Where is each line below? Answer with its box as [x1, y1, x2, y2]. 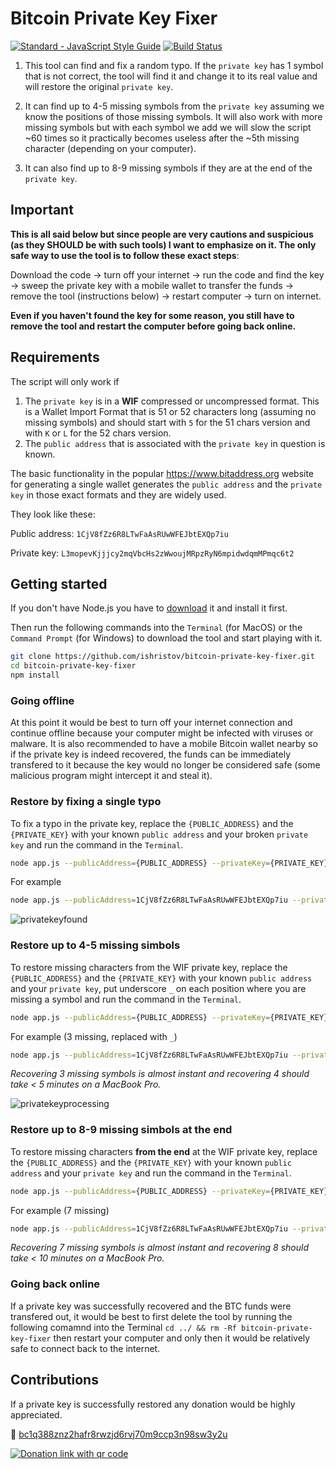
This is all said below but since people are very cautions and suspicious [10, 228, 314, 240]
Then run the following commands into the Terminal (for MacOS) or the [10, 622, 303, 634]
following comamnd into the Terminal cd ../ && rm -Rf [10, 1321, 237, 1333]
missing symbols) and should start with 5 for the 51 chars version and [24, 416, 311, 428]
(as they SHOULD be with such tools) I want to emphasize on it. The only [10, 238, 317, 251]
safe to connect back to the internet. [10, 1342, 161, 1354]
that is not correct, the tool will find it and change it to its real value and [24, 70, 318, 82]
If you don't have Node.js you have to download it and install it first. [10, 602, 288, 614]
